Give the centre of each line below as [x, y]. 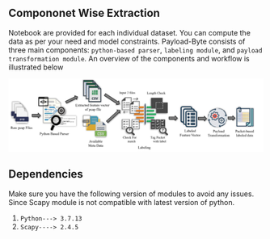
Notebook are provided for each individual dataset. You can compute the [129, 32]
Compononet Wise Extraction [84, 13]
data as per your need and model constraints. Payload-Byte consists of [127, 41]
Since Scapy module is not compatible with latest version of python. [122, 202]
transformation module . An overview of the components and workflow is [129, 58]
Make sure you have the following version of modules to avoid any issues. [131, 194]
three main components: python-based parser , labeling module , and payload [135, 50]
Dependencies [46, 174]
